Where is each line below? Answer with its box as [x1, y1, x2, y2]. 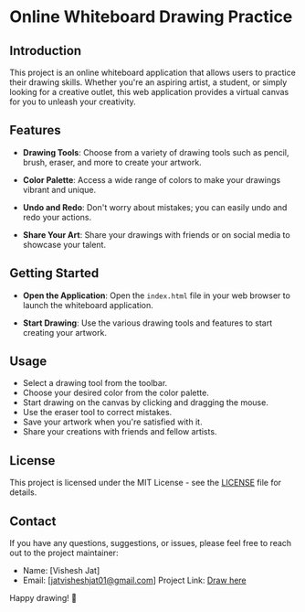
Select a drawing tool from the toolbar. [22, 378, 168, 389]
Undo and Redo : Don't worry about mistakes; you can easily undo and [22, 201, 288, 212]
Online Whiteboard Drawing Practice [9, 6, 293, 27]
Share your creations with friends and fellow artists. [22, 426, 217, 437]
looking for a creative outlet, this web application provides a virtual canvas [9, 87, 289, 97]
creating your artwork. [22, 327, 108, 338]
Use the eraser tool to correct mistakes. [22, 407, 173, 418]
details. [9, 487, 37, 498]
